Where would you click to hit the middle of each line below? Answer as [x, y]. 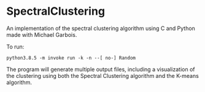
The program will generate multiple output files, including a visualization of [101, 69]
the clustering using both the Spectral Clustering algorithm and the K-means [103, 75]
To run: [15, 47]
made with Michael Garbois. [42, 34]
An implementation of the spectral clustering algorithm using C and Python [101, 28]
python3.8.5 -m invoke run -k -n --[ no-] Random [71, 58]
